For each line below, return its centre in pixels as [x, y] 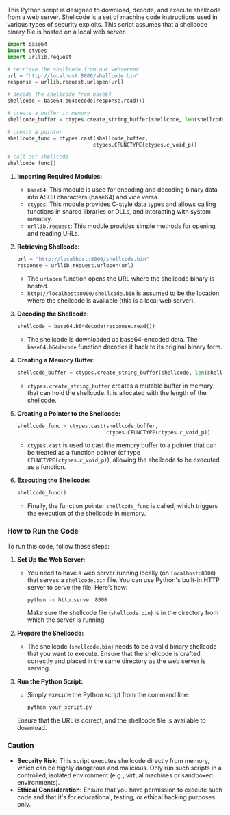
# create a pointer [35, 132]
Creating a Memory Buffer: [56, 360]
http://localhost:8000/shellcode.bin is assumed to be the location [123, 293]
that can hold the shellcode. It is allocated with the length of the [117, 392]
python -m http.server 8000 [67, 600]
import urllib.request [39, 57]
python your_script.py [60, 707]
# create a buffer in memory [49, 113]
